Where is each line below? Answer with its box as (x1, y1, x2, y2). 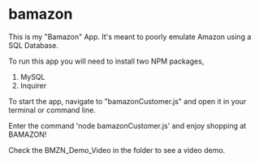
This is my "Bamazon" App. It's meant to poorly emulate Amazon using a (8, 32, 252, 42)
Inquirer (19, 81, 47, 90)
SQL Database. (8, 40, 59, 50)
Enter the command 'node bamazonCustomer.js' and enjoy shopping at (8, 120, 247, 130)
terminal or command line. (8, 105, 96, 115)
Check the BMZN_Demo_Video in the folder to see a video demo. (8, 145, 226, 155)
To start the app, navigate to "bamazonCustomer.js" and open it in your (8, 96, 247, 106)
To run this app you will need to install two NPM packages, (8, 56, 205, 66)
